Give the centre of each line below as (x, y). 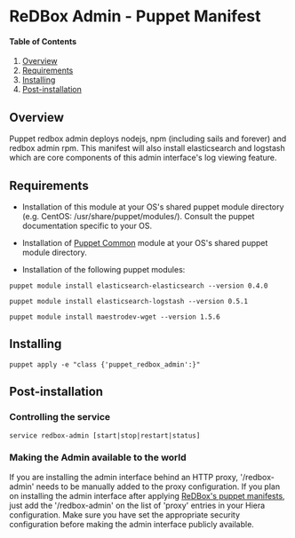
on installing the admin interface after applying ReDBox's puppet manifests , (147, 495)
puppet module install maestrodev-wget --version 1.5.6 (115, 317)
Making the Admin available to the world (98, 457)
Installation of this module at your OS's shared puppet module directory (153, 207)
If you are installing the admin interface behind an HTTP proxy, (124, 477)
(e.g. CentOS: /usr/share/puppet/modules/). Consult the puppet (138, 217)
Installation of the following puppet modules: (104, 270)
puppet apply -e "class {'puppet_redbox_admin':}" (105, 364)
